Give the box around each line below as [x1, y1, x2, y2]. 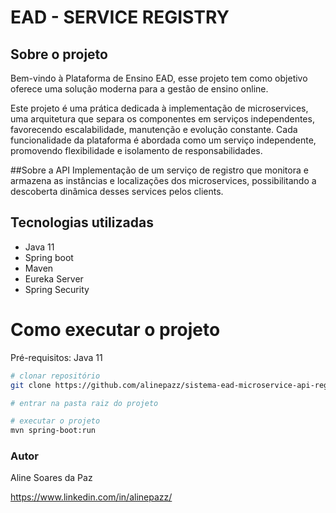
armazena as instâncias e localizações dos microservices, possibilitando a [10, 175, 317, 186]
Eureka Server [24, 272, 84, 285]
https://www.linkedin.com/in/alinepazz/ [10, 491, 173, 503]
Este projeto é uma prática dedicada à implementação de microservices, [10, 102, 309, 114]
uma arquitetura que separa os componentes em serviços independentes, [10, 113, 315, 125]
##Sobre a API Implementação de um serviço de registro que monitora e [10, 164, 309, 176]
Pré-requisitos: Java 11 [10, 351, 103, 363]
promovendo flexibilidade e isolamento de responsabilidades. [10, 145, 263, 156]
